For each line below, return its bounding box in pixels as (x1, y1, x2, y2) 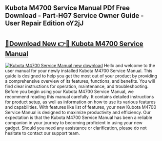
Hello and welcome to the (104, 63, 155, 68)
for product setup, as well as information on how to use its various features (5, 99, 156, 105)
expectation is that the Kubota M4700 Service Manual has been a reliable (5, 115, 153, 120)
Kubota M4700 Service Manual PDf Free (5, 4, 130, 12)
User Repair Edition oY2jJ (5, 19, 84, 27)
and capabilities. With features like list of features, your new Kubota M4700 (5, 104, 157, 110)
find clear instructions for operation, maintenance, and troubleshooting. (5, 83, 149, 89)
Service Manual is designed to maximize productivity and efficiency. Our (5, 110, 151, 115)
